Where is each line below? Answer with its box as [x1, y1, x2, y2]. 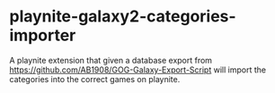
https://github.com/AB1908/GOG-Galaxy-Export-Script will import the [9, 64, 267, 75]
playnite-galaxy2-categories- [9, 6, 236, 27]
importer [9, 25, 76, 46]
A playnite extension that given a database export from [9, 55, 213, 65]
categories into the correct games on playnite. [9, 73, 181, 84]
